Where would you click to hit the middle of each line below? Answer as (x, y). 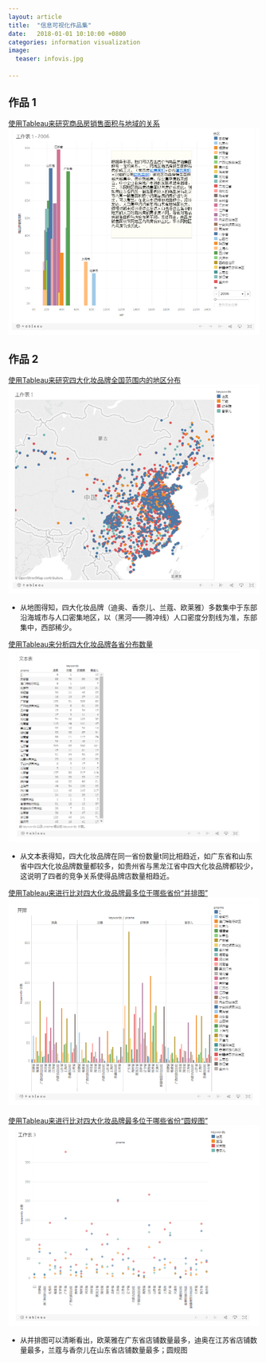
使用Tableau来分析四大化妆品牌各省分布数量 (81, 644)
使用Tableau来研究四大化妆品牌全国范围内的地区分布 (95, 380)
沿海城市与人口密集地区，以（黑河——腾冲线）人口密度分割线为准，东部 (138, 617)
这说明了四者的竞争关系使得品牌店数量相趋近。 (96, 876)
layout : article (35, 17)
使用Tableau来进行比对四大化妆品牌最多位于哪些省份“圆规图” (108, 1120)
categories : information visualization (74, 42)
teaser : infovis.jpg (49, 59)
